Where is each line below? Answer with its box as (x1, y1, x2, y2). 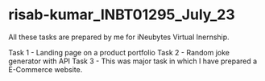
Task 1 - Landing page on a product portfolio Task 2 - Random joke (8, 47, 230, 57)
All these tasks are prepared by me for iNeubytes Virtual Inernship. (8, 32, 230, 42)
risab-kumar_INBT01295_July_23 (8, 6, 235, 24)
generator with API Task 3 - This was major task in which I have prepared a (8, 56, 258, 66)
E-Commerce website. (8, 64, 83, 74)
